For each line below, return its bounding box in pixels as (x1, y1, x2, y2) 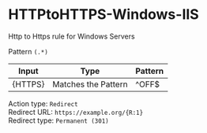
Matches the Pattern (52, 79, 128, 90)
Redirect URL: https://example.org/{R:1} (8, 107, 144, 116)
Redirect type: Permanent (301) (8, 116, 109, 125)
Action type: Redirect (8, 98, 78, 108)
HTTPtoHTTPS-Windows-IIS (8, 6, 199, 24)
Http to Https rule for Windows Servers (8, 31, 136, 41)
